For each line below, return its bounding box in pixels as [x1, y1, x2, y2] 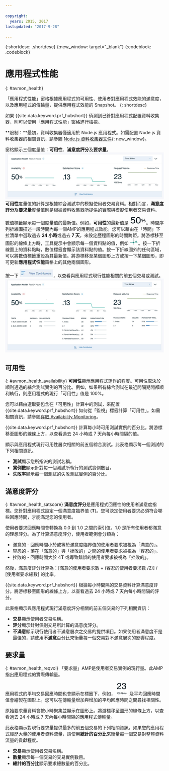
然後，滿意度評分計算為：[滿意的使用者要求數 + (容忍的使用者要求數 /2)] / [5, 565, 158, 571]
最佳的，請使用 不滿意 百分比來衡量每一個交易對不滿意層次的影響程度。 [12, 635, 158, 641]
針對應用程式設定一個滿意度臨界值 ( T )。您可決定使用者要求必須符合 [18, 508, 158, 514]
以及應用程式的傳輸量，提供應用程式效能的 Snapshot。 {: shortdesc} [5, 102, 147, 108]
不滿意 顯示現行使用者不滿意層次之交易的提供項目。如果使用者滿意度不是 [12, 629, 162, 635]
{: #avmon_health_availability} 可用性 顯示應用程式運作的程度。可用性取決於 [5, 378, 161, 384]
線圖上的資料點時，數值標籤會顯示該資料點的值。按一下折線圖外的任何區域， [5, 246, 164, 252]
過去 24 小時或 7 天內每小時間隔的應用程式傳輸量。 [9, 714, 116, 720]
